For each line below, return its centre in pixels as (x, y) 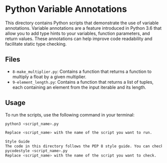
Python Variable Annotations (66, 9)
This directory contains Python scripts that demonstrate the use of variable (82, 23)
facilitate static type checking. (36, 44)
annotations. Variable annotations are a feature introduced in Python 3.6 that (83, 28)
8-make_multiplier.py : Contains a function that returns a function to (82, 71)
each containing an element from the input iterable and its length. (79, 87)
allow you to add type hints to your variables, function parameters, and (78, 33)
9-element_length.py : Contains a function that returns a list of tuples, (83, 82)
